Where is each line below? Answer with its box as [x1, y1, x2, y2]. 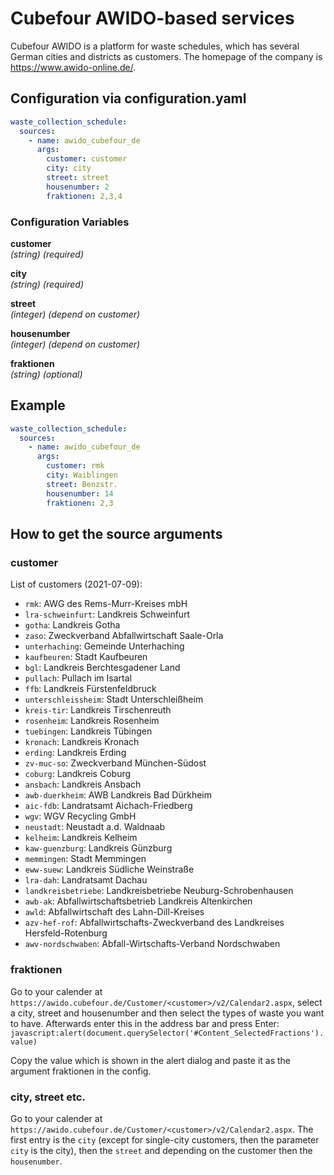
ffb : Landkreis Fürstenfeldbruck [24, 683, 157, 695]
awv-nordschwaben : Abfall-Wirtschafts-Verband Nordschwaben [24, 938, 281, 950]
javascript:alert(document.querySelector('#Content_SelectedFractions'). [10, 1028, 325, 1038]
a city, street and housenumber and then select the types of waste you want [10, 1007, 325, 1019]
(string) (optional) [10, 368, 83, 380]
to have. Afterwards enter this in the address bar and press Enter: [10, 1017, 280, 1029]
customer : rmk [46, 461, 105, 471]
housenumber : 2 [46, 182, 110, 192]
